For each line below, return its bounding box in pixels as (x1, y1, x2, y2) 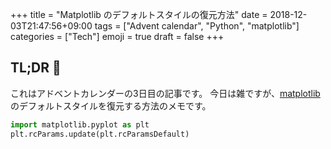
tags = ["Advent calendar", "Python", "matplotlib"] (94, 20, 300, 32)
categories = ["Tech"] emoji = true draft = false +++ (10, 31, 225, 42)
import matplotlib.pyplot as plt (10, 119, 150, 130)
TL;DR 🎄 (10, 59, 62, 77)
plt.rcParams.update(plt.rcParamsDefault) (10, 129, 190, 139)
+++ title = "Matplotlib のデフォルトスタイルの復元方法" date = (10, 9, 268, 20)
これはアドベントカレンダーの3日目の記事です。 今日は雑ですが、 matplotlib (10, 87, 321, 99)
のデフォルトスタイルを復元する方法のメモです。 (10, 99, 212, 112)
